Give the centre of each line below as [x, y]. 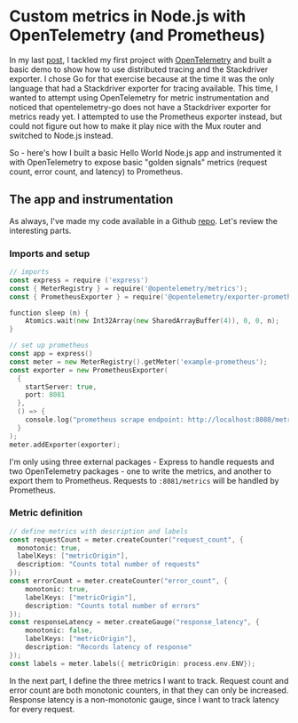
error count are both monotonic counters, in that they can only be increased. [149, 690]
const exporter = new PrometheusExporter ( [89, 370]
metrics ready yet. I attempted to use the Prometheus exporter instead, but [146, 116]
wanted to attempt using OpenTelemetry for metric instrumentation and [139, 97]
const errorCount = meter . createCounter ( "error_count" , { [118, 581]
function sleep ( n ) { [49, 313]
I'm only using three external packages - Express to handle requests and [142, 462]
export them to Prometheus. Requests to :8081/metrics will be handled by [144, 480]
